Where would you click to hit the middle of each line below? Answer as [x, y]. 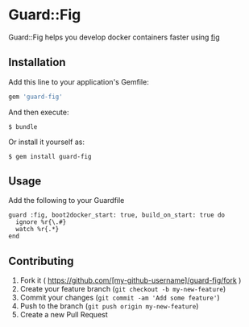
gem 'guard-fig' [35, 97]
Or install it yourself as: [46, 142]
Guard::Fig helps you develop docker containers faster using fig [114, 37]
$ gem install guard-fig [50, 156]
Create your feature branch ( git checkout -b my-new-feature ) [123, 289]
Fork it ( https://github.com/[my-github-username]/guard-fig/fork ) [131, 280]
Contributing [41, 261]
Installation [37, 62]
